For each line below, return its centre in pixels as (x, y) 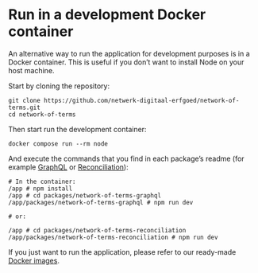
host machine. (31, 70)
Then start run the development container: (77, 129)
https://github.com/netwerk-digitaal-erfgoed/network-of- (141, 100)
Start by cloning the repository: (59, 86)
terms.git (25, 107)
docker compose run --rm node (58, 144)
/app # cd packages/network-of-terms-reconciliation (97, 230)
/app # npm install (40, 189)
